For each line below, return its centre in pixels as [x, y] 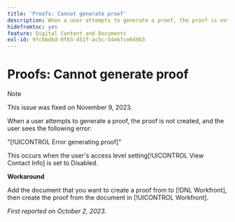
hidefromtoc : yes [33, 27]
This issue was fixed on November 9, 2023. [70, 107]
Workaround [26, 176]
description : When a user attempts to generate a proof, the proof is [112, 20]
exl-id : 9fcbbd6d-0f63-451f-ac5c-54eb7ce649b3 [76, 40]
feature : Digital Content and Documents [67, 33]
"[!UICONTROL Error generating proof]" [64, 142]
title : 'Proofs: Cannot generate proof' [67, 14]
